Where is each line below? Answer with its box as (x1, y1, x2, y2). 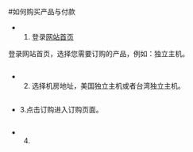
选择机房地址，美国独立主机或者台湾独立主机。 (31, 82, 185, 90)
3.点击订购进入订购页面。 (19, 105, 103, 114)
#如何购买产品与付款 (8, 7, 75, 16)
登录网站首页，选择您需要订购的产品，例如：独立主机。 (8, 49, 189, 58)
